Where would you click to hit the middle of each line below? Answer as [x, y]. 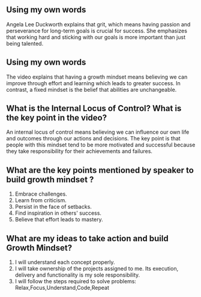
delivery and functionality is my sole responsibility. [77, 275]
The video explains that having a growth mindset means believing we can [97, 77]
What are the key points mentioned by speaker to [100, 170]
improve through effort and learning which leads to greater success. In [94, 83]
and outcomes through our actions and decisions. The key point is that [94, 139]
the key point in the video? [56, 118]
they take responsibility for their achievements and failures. [79, 151]
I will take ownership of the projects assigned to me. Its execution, [97, 269]
